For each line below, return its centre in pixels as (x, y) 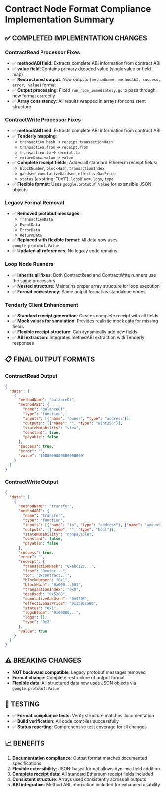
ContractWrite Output (32, 482)
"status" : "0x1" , (41, 608)
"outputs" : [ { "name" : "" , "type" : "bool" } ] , (69, 529)
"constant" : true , (42, 433)
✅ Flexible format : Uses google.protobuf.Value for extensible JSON (82, 184)
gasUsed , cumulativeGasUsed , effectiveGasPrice (68, 174)
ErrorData (30, 230)
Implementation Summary (60, 20)
